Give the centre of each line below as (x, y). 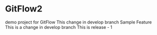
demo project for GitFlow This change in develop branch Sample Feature (78, 22)
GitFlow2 (24, 9)
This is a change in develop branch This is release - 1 (59, 27)
